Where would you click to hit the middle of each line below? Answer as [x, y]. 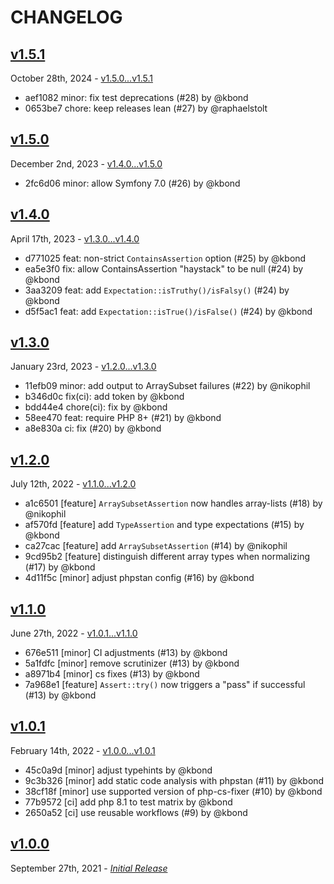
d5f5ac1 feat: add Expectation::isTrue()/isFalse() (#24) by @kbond [168, 311]
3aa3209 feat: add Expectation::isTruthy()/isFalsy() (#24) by [157, 290]
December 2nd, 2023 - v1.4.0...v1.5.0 [86, 163]
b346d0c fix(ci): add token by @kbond [104, 397]
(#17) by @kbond [60, 567]
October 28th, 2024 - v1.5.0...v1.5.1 [81, 78]
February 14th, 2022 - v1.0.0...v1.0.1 [83, 750]
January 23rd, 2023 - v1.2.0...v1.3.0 [83, 367]
